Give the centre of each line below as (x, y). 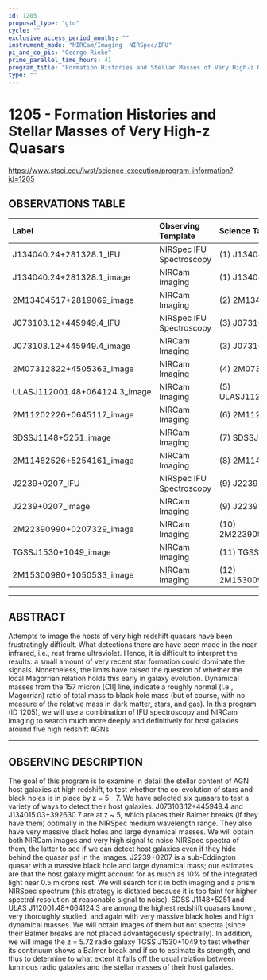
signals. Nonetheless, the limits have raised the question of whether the (125, 670)
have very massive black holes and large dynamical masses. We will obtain (131, 832)
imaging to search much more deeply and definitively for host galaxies (123, 721)
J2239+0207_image (51, 507)
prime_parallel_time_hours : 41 (60, 61)
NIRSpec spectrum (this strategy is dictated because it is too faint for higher (133, 891)
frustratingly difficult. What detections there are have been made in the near (133, 645)
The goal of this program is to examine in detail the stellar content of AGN (128, 781)
